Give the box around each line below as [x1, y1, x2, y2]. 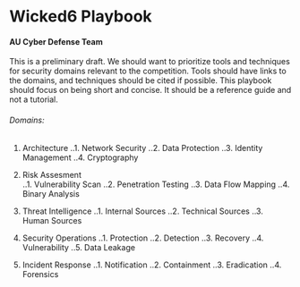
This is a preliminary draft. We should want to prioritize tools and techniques [9, 56, 291, 67]
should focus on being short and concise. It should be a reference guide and [9, 85, 292, 96]
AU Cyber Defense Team [9, 36, 103, 46]
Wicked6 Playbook [9, 6, 152, 27]
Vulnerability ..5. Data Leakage [21, 241, 136, 252]
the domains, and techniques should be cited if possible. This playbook [9, 75, 272, 86]
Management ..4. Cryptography [21, 152, 139, 163]
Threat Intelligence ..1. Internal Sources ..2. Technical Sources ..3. [21, 206, 264, 216]
